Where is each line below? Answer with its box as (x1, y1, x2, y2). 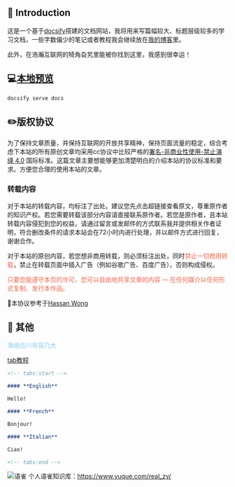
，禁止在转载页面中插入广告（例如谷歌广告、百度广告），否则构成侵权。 (13, 260, 219, 268)
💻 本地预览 (7, 73, 54, 85)
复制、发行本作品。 (13, 284, 69, 292)
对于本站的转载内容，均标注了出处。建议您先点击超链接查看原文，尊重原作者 (7, 201, 228, 210)
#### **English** (7, 383, 58, 390)
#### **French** (7, 408, 55, 416)
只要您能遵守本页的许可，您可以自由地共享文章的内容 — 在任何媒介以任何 (7, 275, 219, 284)
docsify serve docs (7, 95, 64, 102)
